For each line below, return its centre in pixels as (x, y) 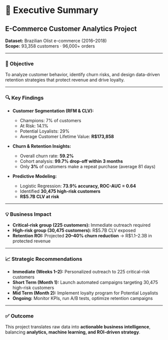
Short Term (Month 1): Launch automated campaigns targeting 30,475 (85, 282)
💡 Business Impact (28, 214)
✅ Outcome (19, 316)
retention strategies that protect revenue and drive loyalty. (65, 80)
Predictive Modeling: (34, 176)
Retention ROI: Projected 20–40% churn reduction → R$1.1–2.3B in (82, 235)
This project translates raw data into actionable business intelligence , (78, 327)
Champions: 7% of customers (50, 120)
